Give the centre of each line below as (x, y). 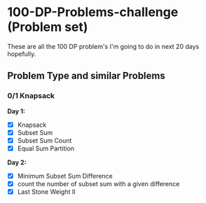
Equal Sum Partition (46, 148)
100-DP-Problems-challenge (93, 12)
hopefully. (22, 54)
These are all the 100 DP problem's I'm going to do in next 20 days (103, 46)
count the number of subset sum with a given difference (98, 183)
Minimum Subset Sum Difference (65, 176)
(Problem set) (48, 27)
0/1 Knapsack (31, 96)
